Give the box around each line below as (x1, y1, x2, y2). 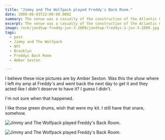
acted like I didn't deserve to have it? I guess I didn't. (5, 86, 112, 92)
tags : (5, 30, 16, 35)
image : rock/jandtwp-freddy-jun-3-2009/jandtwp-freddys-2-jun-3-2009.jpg (5, 26, 160, 31)
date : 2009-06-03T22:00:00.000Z (5, 12, 71, 17)
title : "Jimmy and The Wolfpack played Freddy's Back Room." (5, 7, 133, 12)
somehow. (5, 110, 26, 116)
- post (9, 35, 23, 40)
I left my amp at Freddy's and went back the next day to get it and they (5, 81, 148, 87)
